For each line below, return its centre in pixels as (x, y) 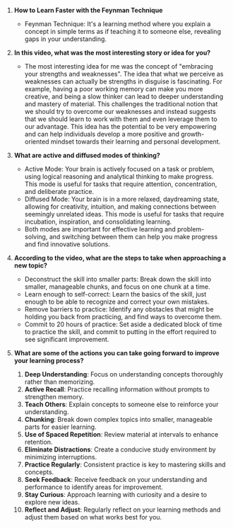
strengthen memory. (54, 397)
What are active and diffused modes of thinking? (87, 155)
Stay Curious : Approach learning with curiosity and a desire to (115, 494)
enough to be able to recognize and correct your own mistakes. (117, 302)
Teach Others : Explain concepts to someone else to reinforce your (121, 404)
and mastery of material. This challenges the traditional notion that (121, 104)
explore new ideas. (52, 502)
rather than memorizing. (60, 382)
